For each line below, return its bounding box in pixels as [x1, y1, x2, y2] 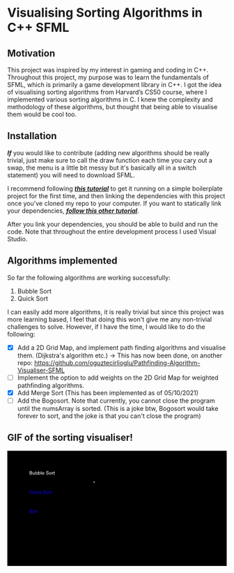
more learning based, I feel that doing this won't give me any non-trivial [7, 315, 212, 323]
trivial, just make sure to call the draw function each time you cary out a [7, 156, 212, 164]
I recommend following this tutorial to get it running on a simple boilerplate [7, 184, 223, 193]
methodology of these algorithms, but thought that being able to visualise [7, 103, 218, 111]
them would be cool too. [7, 110, 77, 118]
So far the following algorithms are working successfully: [7, 273, 171, 282]
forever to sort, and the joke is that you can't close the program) [17, 412, 201, 420]
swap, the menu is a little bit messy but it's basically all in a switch [7, 163, 197, 172]
